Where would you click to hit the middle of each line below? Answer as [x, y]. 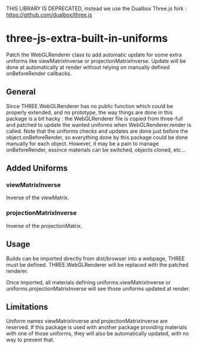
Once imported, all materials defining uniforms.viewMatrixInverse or [89, 282]
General [21, 92]
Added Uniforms [37, 168]
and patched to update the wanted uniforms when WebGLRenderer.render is [99, 125]
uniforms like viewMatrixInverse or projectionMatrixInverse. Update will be [96, 61]
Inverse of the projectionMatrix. [44, 226]
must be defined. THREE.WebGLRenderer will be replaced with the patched [97, 264]
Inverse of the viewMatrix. [38, 198]
